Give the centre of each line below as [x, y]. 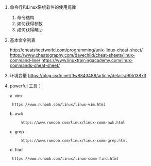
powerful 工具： [26, 86]
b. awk [16, 114]
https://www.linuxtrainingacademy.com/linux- [87, 60]
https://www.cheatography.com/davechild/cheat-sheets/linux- [72, 55]
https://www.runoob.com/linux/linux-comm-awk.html [73, 123]
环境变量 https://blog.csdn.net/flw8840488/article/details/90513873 [78, 75]
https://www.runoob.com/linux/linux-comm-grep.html [74, 141]
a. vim [16, 96]
